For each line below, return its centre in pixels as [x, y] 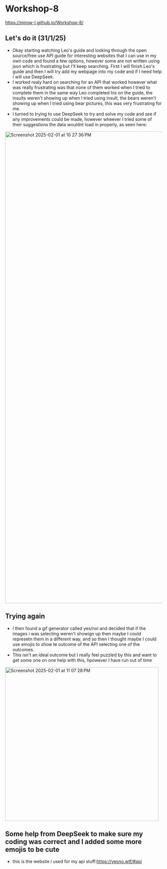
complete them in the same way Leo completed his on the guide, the [83, 92]
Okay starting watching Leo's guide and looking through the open [80, 50]
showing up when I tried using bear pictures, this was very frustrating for [87, 103]
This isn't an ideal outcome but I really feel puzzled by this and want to [84, 655]
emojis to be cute [32, 849]
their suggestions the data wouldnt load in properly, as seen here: [80, 124]
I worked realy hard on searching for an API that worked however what [85, 82]
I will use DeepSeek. [33, 77]
